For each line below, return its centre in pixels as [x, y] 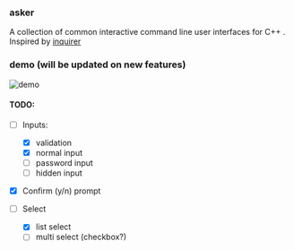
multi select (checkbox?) [81, 237]
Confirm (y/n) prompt [61, 191]
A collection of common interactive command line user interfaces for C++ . [147, 32]
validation [54, 142]
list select [53, 227]
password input [65, 162]
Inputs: [35, 125]
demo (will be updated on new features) [98, 65]
